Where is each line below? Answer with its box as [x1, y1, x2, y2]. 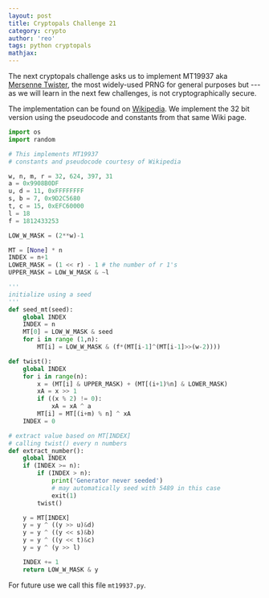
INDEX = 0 [22, 417, 56, 425]
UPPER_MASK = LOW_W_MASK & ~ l [8, 269, 110, 277]
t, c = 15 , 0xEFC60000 [8, 202, 84, 210]
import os [8, 128, 42, 136]
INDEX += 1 [22, 558, 59, 566]
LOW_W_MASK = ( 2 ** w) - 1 [8, 231, 84, 240]
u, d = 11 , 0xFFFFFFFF [8, 187, 84, 196]
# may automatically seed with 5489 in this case [51, 484, 221, 492]
